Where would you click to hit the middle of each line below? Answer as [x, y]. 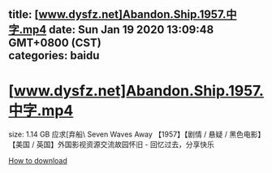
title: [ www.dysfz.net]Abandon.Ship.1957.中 [123, 15]
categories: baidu [54, 56]
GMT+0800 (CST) [55, 43]
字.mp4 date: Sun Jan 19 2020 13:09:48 [111, 30]
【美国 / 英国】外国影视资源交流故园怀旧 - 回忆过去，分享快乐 [112, 145]
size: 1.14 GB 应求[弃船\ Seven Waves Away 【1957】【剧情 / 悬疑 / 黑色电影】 [135, 134]
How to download [38, 161]
